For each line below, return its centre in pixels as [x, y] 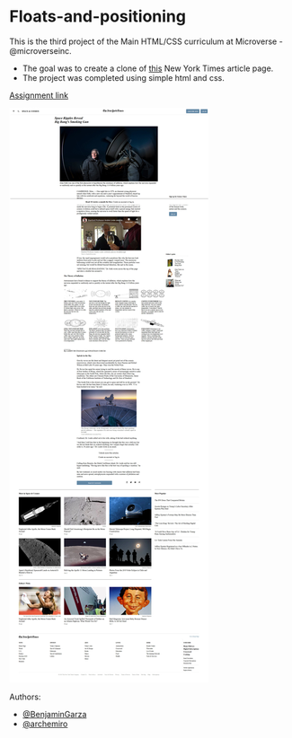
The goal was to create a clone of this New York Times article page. [148, 68]
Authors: [25, 697]
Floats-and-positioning [98, 17]
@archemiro [45, 724]
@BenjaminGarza [54, 714]
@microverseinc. [40, 50]
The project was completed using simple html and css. [123, 77]
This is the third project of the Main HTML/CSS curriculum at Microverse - [146, 41]
